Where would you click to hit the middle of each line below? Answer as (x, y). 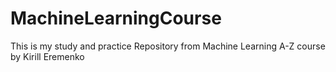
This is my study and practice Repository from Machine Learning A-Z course (168, 46)
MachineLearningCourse (116, 18)
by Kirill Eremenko (47, 56)
